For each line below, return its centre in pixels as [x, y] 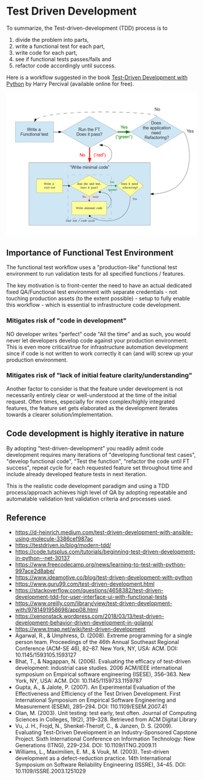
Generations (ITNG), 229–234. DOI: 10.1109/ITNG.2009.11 [86, 745]
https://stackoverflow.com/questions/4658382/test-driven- [89, 590]
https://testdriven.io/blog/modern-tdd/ [63, 546]
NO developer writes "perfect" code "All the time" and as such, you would [98, 334]
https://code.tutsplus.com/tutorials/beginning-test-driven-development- [105, 552]
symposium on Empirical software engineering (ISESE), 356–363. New [103, 674]
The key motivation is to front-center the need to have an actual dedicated [99, 286]
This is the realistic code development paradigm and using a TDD [88, 486]
